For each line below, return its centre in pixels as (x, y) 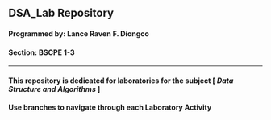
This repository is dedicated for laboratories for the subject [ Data (121, 81)
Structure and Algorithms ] (54, 89)
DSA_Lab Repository (61, 13)
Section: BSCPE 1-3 (42, 52)
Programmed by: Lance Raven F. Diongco (79, 33)
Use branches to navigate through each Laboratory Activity (110, 107)
